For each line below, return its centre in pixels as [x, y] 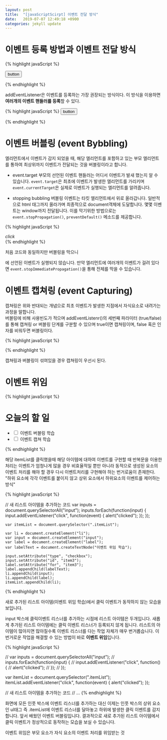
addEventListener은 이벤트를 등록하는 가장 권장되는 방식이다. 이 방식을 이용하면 [83, 95]
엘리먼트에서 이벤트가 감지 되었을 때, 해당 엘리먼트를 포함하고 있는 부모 [74, 158]
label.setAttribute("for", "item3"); [44, 565]
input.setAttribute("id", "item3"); [43, 560]
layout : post [19, 10]
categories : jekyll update [33, 24]
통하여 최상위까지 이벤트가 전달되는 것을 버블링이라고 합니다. [69, 164]
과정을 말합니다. [21, 312]
